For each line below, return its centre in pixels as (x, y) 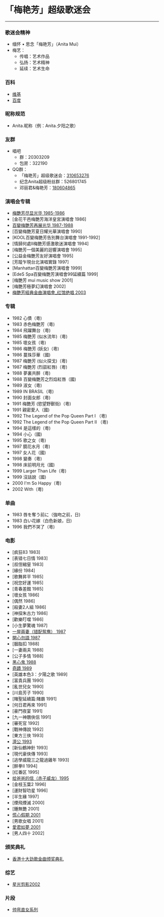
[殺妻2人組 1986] (29, 607)
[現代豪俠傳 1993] (30, 754)
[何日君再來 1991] (30, 705)
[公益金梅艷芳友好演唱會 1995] (43, 256)
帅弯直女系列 (25, 910)
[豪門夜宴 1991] (27, 711)
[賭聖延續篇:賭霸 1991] (34, 699)
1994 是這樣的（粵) (31, 428)
